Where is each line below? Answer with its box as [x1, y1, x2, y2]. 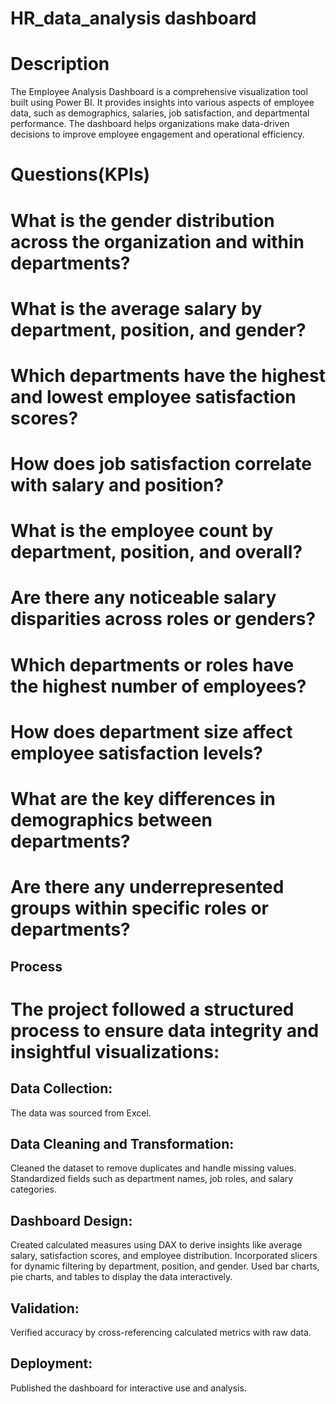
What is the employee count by [10, 520, 274, 542]
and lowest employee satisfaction [10, 385, 297, 408]
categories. [10, 1183, 57, 1196]
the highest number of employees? [10, 675, 307, 697]
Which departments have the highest [10, 364, 326, 387]
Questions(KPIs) [10, 163, 151, 186]
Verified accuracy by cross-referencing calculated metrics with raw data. [10, 1327, 312, 1339]
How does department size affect [10, 720, 293, 743]
